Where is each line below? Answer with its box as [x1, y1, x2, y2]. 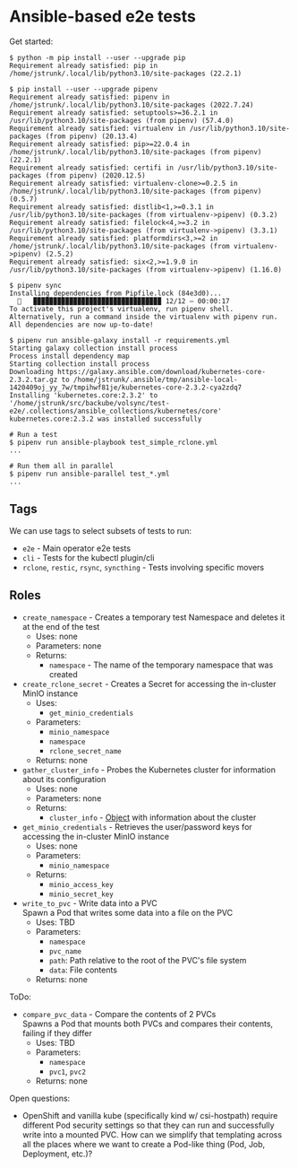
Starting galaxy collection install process [9, 344, 178, 353]
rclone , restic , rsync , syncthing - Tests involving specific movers [21, 562, 265, 572]
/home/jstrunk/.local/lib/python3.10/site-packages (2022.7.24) [9, 100, 254, 109]
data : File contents [48, 964, 118, 975]
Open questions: [9, 1093, 71, 1103]
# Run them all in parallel [9, 461, 115, 470]
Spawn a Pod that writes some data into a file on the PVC [21, 907, 234, 918]
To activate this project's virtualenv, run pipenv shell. [9, 304, 234, 313]
